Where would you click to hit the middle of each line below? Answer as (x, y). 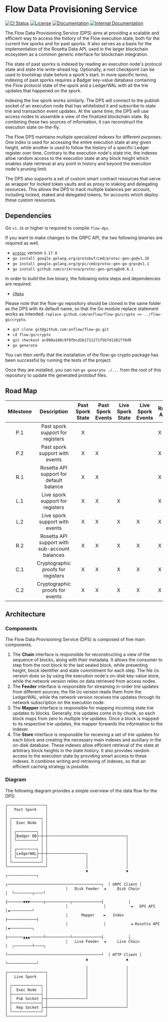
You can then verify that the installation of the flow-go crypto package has (82, 355)
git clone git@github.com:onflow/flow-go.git (60, 329)
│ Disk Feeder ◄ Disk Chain (103, 889)
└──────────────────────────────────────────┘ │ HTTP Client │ (73, 955)
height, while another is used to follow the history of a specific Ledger (77, 147)
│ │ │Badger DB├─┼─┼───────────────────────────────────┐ (67, 836)
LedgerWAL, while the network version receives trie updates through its (86, 697)
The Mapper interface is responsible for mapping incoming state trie (83, 708)
